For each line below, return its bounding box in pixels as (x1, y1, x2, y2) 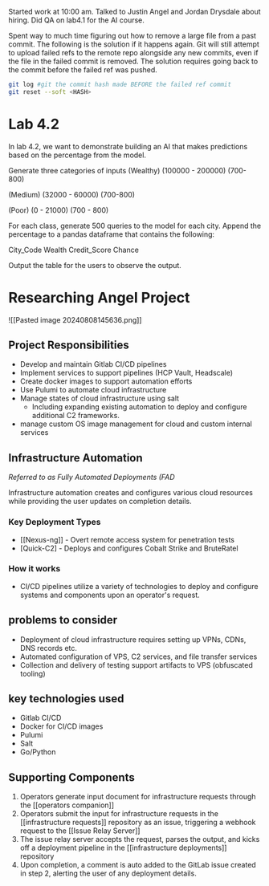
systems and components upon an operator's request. (19, 590, 201, 599)
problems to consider (8, 613, 118, 627)
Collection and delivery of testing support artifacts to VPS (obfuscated (19, 660, 253, 669)
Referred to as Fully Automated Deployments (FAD (8, 473, 175, 482)
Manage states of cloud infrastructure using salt (19, 393, 179, 404)
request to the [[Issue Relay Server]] (19, 826, 141, 835)
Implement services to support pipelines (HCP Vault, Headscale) (19, 368, 234, 378)
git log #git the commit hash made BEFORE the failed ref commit (8, 80, 231, 88)
